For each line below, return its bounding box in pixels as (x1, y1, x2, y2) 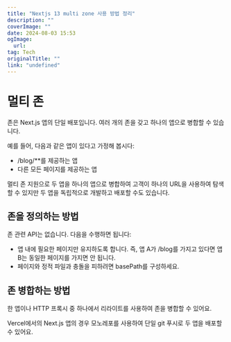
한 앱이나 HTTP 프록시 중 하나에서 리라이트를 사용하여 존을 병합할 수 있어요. (7, 305, 212, 313)
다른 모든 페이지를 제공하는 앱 (17, 164, 97, 173)
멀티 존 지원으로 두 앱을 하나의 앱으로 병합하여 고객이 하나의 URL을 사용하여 (7, 180, 212, 188)
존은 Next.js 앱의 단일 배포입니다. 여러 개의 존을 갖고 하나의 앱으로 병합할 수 (7, 118, 212, 126)
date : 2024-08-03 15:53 (7, 29, 76, 37)
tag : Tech (7, 49, 36, 56)
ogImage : (7, 36, 33, 43)
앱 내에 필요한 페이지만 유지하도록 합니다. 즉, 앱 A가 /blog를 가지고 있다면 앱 (17, 245, 223, 253)
